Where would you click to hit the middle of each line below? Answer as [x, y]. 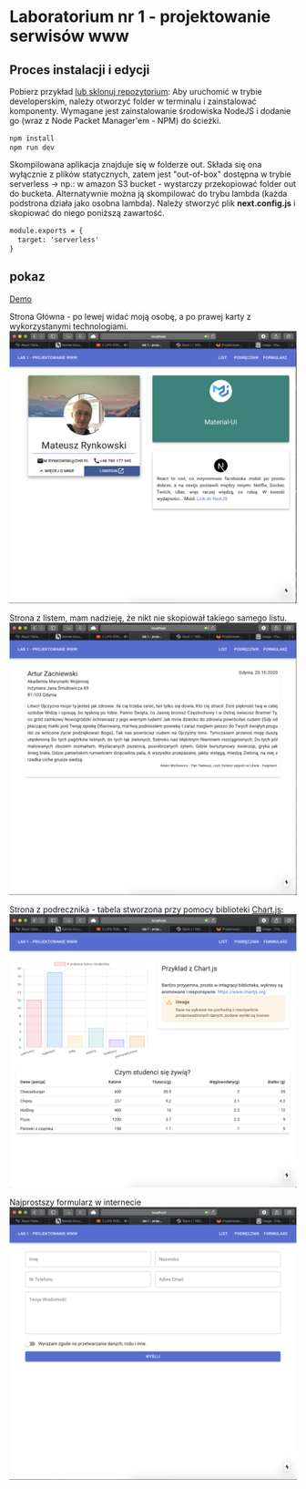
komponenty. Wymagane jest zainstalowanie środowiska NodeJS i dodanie [150, 111]
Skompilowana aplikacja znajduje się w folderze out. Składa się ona [136, 164]
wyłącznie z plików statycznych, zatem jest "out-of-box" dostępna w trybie [150, 174]
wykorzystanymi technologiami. [69, 326]
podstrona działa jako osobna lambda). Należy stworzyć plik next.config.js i [153, 203]
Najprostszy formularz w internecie [76, 1202]
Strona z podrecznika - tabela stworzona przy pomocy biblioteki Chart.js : [147, 909]
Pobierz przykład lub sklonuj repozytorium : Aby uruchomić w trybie [136, 92]
